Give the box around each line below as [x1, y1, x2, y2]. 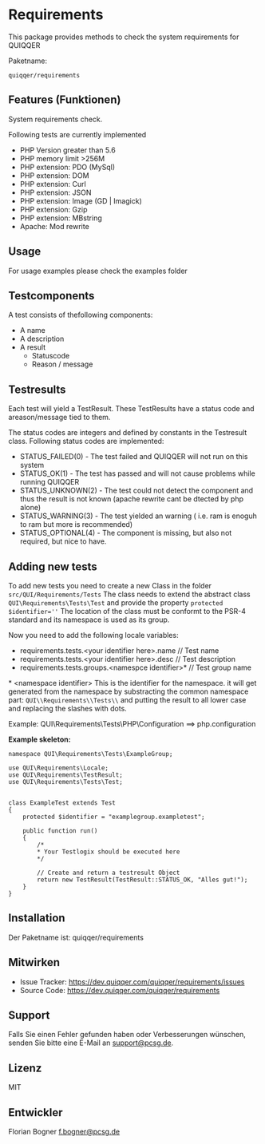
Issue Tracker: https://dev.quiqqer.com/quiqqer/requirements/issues [19, 976, 245, 987]
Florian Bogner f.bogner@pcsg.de [8, 1127, 121, 1137]
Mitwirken [8, 956, 61, 969]
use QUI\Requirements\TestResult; [8, 771, 124, 779]
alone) [19, 503, 42, 513]
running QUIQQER [19, 477, 80, 487]
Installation [8, 912, 65, 925]
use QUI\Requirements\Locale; [8, 764, 109, 772]
